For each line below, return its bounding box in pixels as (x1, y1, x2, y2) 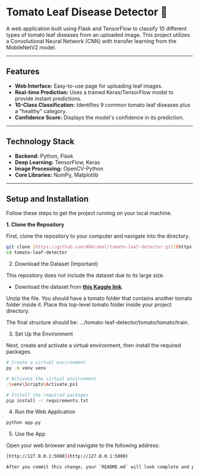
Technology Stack (6, 136, 75, 147)
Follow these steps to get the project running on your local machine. (6, 210, 172, 217)
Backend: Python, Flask (14, 152, 73, 159)
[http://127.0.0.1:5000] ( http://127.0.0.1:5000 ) (6, 453, 129, 459)
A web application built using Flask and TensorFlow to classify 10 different (6, 25, 187, 32)
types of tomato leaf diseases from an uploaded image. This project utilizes (6, 31, 191, 38)
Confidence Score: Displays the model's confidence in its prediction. (14, 114, 184, 121)
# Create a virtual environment (6, 360, 86, 366)
